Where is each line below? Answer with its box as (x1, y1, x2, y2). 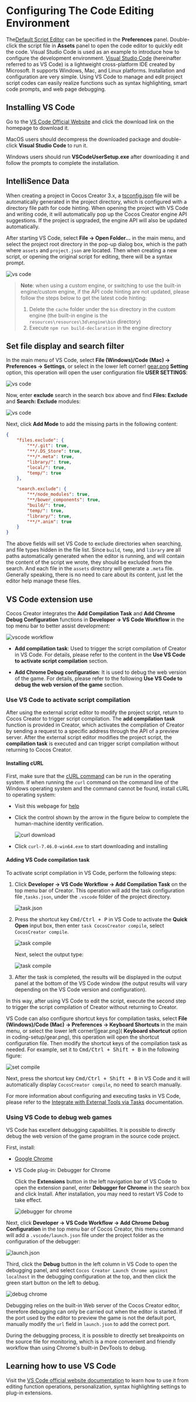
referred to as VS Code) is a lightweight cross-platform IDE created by (6, 60, 176, 68)
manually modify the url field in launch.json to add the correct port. (6, 1320, 170, 1327)
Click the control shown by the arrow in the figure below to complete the (14, 814, 189, 821)
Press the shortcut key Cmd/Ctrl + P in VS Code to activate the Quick (14, 915, 188, 922)
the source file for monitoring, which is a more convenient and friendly (6, 1338, 176, 1345)
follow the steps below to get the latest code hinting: (20, 294, 147, 301)
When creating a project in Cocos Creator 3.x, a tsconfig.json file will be (6, 192, 180, 199)
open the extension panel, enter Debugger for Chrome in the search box (14, 1184, 190, 1191)
